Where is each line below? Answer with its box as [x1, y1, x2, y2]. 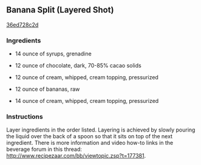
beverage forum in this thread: [6, 146, 82, 153]
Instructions [6, 113, 44, 121]
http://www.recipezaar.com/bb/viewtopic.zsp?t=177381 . [6, 152, 146, 160]
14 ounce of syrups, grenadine [15, 50, 92, 57]
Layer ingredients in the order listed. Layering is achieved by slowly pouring [6, 126, 196, 133]
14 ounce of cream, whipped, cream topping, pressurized [15, 97, 159, 105]
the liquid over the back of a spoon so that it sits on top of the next [6, 133, 173, 140]
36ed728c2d [6, 21, 39, 28]
